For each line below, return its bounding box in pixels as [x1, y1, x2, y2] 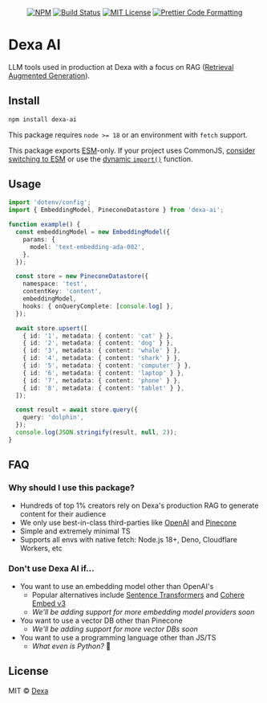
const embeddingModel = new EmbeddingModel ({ [15, 228, 171, 236]
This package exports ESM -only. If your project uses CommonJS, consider [8, 145, 256, 155]
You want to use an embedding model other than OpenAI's [19, 581, 214, 591]
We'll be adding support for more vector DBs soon [31, 623, 199, 634]
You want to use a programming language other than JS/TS [19, 632, 216, 642]
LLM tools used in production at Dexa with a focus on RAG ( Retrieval [8, 62, 234, 72]
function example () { [8, 221, 81, 229]
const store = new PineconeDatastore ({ [15, 272, 149, 280]
